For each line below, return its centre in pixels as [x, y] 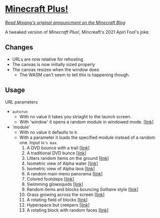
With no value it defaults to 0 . [49, 132]
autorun [20, 112]
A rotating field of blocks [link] [57, 199]
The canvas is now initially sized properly [53, 64]
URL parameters [21, 102]
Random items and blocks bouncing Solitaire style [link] [82, 189]
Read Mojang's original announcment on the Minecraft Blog [65, 22]
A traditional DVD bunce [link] [56, 153]
